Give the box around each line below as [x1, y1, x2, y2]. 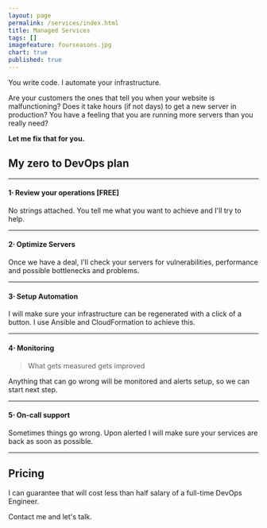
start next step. [8, 384, 58, 394]
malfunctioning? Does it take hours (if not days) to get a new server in [8, 101, 237, 111]
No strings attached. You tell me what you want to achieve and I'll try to [8, 206, 242, 215]
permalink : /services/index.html [8, 19, 119, 27]
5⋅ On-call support [8, 410, 70, 420]
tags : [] [8, 33, 37, 42]
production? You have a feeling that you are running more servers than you [8, 110, 253, 119]
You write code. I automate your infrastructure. [8, 77, 161, 87]
